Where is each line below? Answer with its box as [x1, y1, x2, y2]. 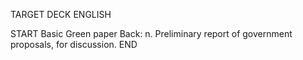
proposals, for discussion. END [10, 39, 138, 50]
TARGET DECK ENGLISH [10, 9, 112, 20]
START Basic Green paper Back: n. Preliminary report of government [10, 28, 293, 39]
